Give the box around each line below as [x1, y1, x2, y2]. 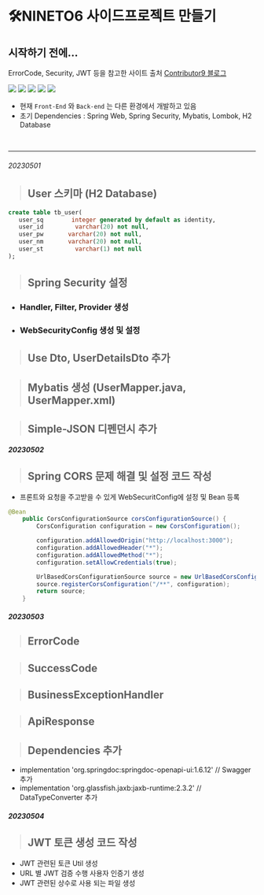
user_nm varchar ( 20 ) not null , [18, 238, 143, 246]
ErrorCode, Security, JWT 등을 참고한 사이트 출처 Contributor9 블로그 [8, 69, 227, 77]
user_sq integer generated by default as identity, [18, 216, 216, 224]
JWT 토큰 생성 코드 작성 [27, 836, 137, 849]
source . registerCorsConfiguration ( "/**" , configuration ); [36, 580, 230, 588]
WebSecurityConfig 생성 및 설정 [19, 325, 141, 336]
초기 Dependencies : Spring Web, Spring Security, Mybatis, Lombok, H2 [19, 111, 252, 121]
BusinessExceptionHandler [27, 688, 164, 701]
